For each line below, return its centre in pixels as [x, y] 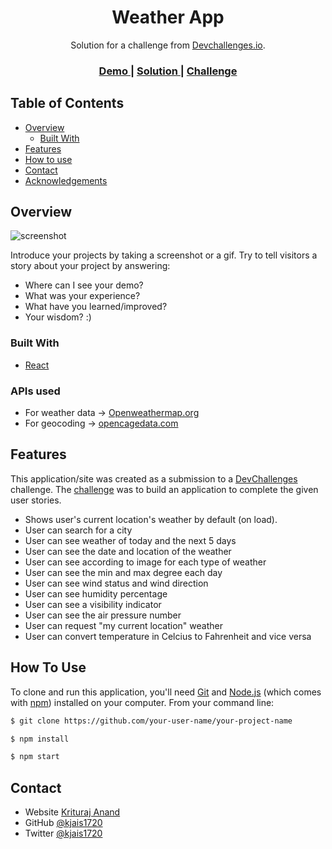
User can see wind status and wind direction [116, 583]
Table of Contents [67, 103]
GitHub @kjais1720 [63, 823]
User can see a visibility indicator [93, 604]
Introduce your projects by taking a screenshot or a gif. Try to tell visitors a [164, 255]
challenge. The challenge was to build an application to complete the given [164, 489]
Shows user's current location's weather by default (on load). [151, 519]
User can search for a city [78, 530]
